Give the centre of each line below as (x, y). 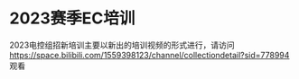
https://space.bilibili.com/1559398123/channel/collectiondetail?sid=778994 (149, 55)
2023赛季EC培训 (72, 18)
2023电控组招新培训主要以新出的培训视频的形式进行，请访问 (122, 45)
